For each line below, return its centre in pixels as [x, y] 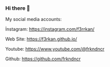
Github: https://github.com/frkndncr [43, 59]
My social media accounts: [34, 19]
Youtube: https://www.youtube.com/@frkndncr [55, 49]
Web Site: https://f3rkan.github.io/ [41, 39]
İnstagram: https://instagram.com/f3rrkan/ [50, 29]
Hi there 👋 [18, 8]
